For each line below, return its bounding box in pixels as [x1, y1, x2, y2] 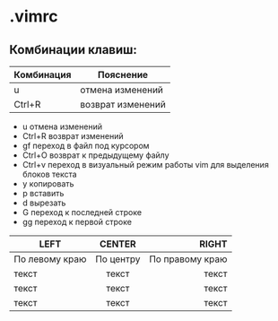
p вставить [22, 188, 65, 198]
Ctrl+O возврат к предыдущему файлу [22, 150, 169, 160]
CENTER [100, 238, 136, 250]
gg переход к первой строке [22, 217, 133, 227]
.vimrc [9, 6, 58, 27]
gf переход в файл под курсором [22, 141, 150, 151]
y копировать [22, 178, 74, 189]
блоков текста [22, 169, 78, 179]
